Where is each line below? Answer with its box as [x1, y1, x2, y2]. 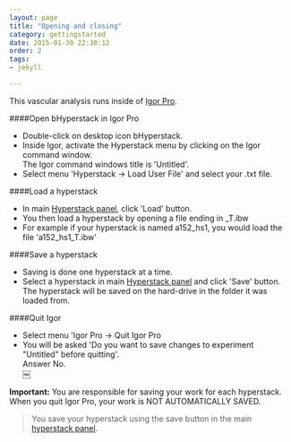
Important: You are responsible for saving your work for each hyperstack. [9, 386, 282, 397]
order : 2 [9, 47, 42, 56]
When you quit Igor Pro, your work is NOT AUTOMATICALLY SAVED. [9, 395, 261, 406]
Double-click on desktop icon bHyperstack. [21, 130, 184, 141]
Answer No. [21, 358, 66, 368]
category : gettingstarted [9, 30, 106, 39]
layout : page [9, 13, 58, 22]
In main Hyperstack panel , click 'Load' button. [21, 203, 193, 213]
